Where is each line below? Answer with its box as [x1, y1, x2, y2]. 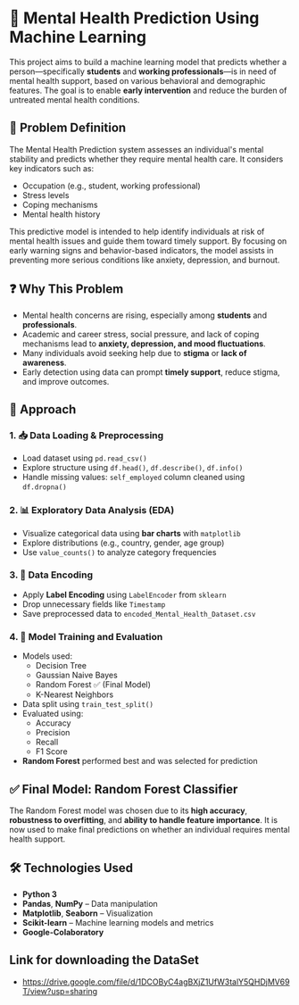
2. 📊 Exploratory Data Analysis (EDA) [9, 504, 175, 517]
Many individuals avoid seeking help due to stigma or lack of [21, 347, 247, 358]
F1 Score [35, 746, 69, 757]
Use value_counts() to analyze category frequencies [21, 546, 217, 557]
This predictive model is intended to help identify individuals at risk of [9, 226, 265, 237]
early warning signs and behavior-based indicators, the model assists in [9, 245, 274, 255]
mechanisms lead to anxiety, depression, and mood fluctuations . [21, 338, 266, 349]
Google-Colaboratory [21, 926, 104, 937]
